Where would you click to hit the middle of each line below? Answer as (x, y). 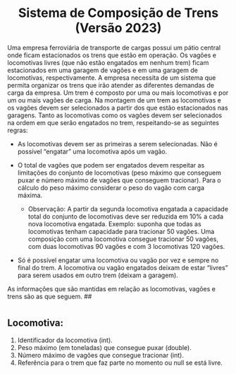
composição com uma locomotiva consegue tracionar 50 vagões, (123, 239)
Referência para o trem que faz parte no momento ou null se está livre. (120, 363)
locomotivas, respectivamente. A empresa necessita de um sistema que (112, 77)
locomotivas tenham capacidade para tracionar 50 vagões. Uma (121, 231)
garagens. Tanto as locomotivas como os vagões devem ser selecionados (115, 115)
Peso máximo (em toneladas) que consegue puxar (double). (104, 347)
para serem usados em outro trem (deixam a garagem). (98, 275)
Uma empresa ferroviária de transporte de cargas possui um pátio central (114, 47)
